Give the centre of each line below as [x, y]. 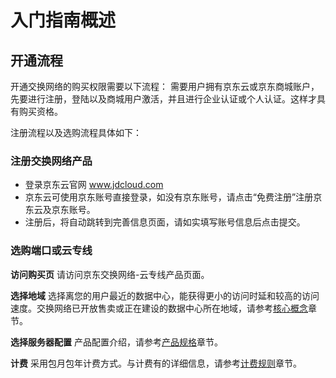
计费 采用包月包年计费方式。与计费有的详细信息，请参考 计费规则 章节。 [156, 363]
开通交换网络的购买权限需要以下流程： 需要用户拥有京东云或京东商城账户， [165, 86]
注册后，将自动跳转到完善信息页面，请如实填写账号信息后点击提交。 [165, 222]
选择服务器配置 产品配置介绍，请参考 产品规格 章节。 [116, 342]
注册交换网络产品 [51, 161]
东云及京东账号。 [60, 210]
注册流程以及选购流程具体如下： [76, 132]
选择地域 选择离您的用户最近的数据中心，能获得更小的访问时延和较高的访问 [165, 295]
